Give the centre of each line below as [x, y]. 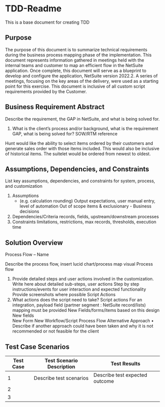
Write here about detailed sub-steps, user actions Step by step [76, 284]
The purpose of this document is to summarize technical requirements [76, 49]
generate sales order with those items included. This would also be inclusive [82, 148]
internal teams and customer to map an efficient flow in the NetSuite [74, 65]
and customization [24, 186]
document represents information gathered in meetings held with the [75, 60]
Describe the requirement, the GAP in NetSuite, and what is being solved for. [82, 119]
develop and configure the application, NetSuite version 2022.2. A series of [82, 76]
